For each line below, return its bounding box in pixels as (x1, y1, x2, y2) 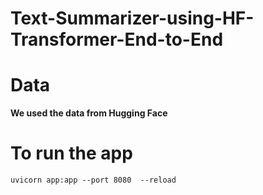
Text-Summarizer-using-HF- (10, 7, 255, 30)
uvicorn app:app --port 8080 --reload (10, 175, 177, 186)
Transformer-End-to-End (10, 28, 224, 51)
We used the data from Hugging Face (10, 107, 168, 119)
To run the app (10, 142, 133, 165)
